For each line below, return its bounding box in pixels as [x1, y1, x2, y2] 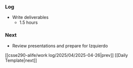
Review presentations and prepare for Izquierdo [12, 43, 108, 49]
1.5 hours [19, 19, 38, 25]
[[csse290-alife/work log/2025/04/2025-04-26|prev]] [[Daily [5, 52, 128, 58]
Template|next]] [5, 57, 38, 63]
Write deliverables [12, 15, 49, 20]
